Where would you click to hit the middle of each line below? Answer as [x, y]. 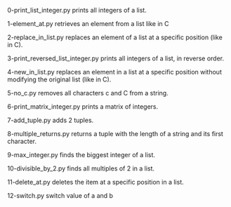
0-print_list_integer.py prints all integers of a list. [77, 10]
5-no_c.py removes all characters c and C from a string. [88, 93]
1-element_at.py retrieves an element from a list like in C [88, 24]
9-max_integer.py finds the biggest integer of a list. [81, 155]
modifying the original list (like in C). [59, 79]
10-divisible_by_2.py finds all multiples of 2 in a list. [81, 168]
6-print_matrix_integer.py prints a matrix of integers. [83, 107]
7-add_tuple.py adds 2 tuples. [51, 120]
